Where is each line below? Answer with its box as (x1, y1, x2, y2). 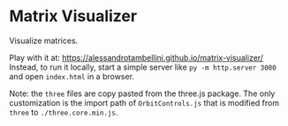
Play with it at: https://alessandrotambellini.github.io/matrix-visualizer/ (9, 52, 263, 63)
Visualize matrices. (9, 35, 79, 46)
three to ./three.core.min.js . (9, 107, 118, 117)
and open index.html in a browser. (9, 70, 135, 81)
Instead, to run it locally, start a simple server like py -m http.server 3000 (9, 62, 277, 72)
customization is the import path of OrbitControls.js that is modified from (9, 97, 280, 107)
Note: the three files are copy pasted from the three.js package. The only (9, 88, 276, 99)
